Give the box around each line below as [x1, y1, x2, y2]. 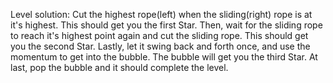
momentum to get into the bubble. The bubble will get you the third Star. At [10, 51, 318, 63]
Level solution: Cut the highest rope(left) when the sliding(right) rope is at [10, 9, 313, 20]
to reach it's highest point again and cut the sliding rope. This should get [10, 30, 309, 41]
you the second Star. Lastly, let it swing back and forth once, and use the [10, 40, 311, 52]
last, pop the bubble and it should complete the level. [10, 62, 229, 73]
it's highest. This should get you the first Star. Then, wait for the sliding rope [10, 19, 323, 31]
